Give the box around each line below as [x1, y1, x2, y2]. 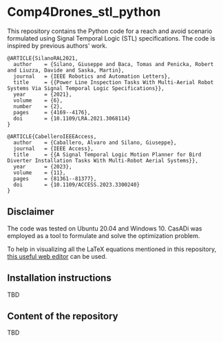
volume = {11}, [13, 169, 67, 176]
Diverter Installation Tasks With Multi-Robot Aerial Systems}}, [7, 157, 198, 164]
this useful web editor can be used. [7, 252, 107, 260]
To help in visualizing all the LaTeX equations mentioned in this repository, [7, 245, 217, 253]
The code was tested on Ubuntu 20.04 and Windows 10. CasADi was [7, 224, 202, 233]
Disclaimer [7, 206, 54, 217]
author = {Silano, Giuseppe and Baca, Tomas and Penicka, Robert [13, 61, 214, 67]
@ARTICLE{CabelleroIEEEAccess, [7, 133, 97, 140]
